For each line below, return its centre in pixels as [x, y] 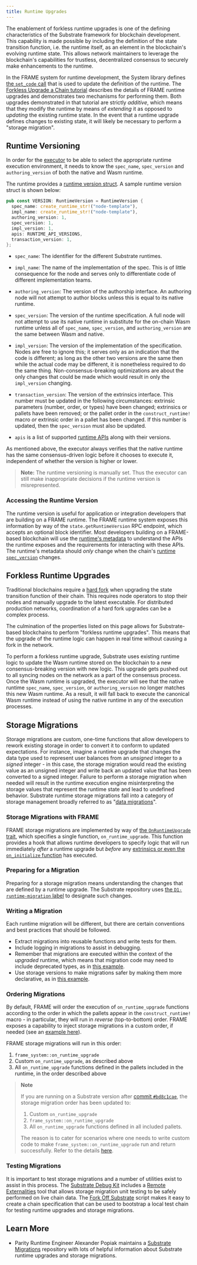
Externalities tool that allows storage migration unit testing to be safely [91, 1191]
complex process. [28, 615]
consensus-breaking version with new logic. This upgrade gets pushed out [97, 669]
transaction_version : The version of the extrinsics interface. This [94, 395]
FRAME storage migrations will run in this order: [64, 1043]
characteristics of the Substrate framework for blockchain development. [94, 34]
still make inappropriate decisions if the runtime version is [90, 479]
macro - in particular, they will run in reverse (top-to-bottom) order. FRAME [97, 1019]
